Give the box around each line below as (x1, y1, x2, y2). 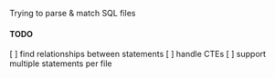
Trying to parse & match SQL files (9, 8, 136, 18)
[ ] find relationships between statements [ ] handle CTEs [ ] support (9, 49, 267, 60)
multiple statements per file (9, 58, 112, 69)
